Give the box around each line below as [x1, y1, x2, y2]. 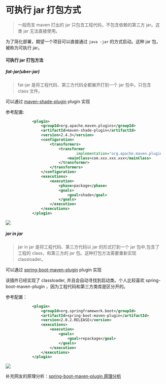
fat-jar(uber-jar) [5, 69, 40, 75]
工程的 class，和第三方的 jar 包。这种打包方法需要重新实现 [17, 250, 137, 256]
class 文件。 [17, 88, 43, 94]
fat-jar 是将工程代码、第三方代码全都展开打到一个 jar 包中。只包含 [17, 82, 152, 88]
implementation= [76, 151, 110, 156]
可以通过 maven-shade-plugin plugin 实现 [5, 98, 90, 104]
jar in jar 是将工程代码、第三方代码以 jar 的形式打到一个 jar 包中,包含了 [17, 243, 160, 250]
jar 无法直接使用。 [23, 28, 61, 34]
